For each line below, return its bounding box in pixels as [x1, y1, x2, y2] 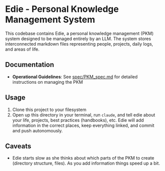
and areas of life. [5, 46, 40, 52]
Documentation [5, 60, 55, 69]
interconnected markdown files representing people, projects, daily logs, [5, 41, 154, 47]
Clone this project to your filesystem [12, 107, 87, 113]
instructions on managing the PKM [12, 79, 83, 85]
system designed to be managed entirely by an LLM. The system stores [5, 36, 151, 42]
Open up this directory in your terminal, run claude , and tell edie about [12, 112, 155, 117]
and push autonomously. [12, 127, 63, 133]
